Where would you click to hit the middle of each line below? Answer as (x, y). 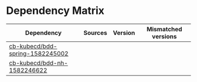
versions (164, 36)
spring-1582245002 (39, 54)
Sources (95, 33)
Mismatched (164, 29)
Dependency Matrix (55, 11)
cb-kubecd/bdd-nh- (39, 63)
